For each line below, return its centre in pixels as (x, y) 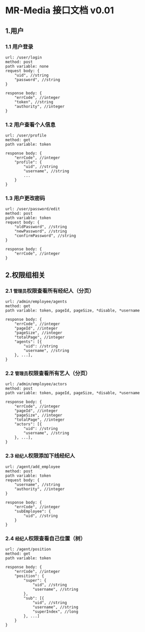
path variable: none (27, 66)
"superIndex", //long (55, 612)
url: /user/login (24, 57)
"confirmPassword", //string (45, 236)
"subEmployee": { (33, 511)
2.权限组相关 (25, 275)
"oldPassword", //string (41, 227)
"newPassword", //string (41, 231)
